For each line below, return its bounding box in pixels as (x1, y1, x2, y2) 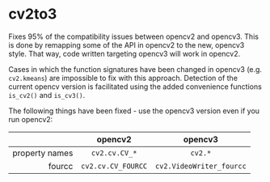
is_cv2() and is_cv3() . (8, 90, 86, 99)
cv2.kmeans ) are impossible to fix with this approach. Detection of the (8, 73, 238, 83)
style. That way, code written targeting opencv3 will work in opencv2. (8, 49, 241, 58)
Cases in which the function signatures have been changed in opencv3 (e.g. (8, 64, 263, 74)
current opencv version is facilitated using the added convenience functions (8, 82, 263, 91)
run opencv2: (8, 114, 53, 124)
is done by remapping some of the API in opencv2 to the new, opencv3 (8, 40, 245, 49)
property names (12, 147, 74, 159)
